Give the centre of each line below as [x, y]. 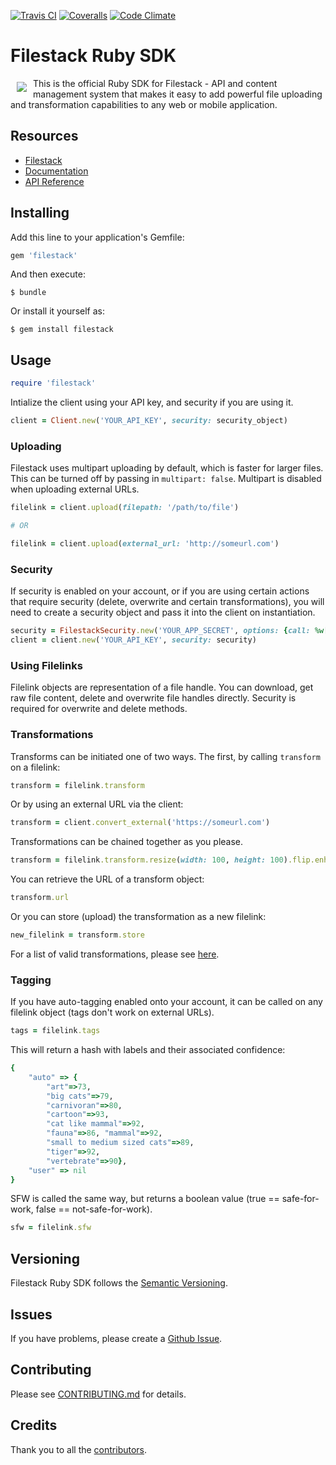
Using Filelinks [46, 665]
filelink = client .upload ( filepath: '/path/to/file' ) [125, 508]
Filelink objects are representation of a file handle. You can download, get [162, 687]
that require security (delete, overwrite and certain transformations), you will [167, 602]
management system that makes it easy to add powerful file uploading [178, 94]
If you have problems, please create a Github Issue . [116, 1338]
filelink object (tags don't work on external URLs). [112, 1012]
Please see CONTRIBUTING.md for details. [98, 1394]
